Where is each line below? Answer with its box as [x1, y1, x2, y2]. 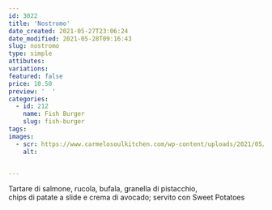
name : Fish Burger [23, 110, 85, 118]
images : [8, 132, 35, 140]
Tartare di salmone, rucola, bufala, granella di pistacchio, [8, 184, 198, 194]
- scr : [15, 139, 38, 148]
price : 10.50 [8, 79, 53, 88]
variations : [8, 65, 49, 73]
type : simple [8, 49, 53, 58]
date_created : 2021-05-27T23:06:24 [8, 27, 129, 35]
